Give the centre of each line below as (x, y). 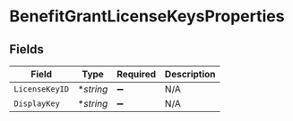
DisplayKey (37, 104)
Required (136, 74)
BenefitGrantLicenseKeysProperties (147, 16)
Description (190, 74)
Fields (27, 49)
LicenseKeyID (42, 89)
